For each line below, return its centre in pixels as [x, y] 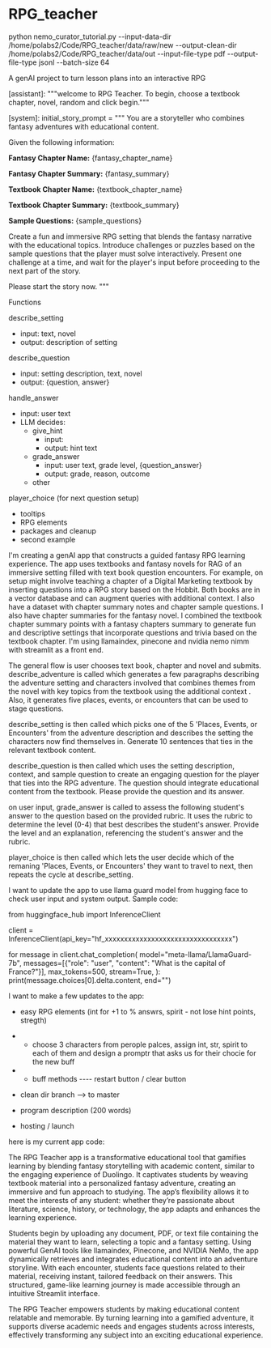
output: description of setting [68, 342]
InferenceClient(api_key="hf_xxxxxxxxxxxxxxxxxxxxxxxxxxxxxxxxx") [123, 938]
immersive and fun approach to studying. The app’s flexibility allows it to [129, 1192]
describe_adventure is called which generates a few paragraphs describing [134, 674]
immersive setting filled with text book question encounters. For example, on [136, 572]
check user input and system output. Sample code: [93, 899]
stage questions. [36, 708]
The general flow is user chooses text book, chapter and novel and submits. [135, 665]
